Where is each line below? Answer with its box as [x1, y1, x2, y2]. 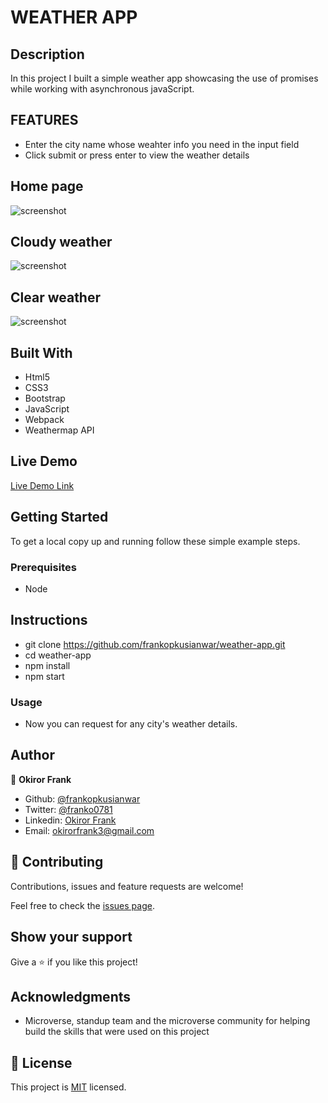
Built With [10, 344, 73, 361]
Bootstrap [24, 392, 66, 405]
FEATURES [10, 112, 79, 129]
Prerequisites [10, 560, 77, 574]
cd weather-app [24, 649, 92, 661]
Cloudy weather [10, 234, 113, 251]
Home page [10, 178, 84, 195]
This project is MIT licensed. [10, 1081, 127, 1093]
